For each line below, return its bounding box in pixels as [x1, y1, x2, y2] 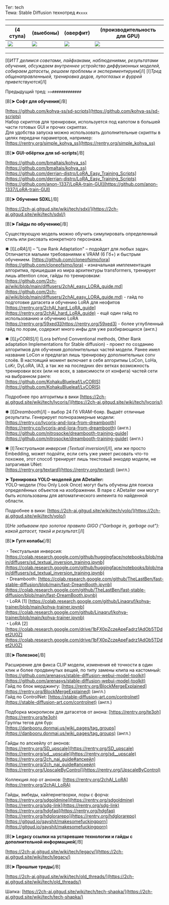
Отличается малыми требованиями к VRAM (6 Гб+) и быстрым [5, 251, 141, 257]
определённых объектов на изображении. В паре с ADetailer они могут [5, 487, 159, 493]
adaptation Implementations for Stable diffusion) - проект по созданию [5, 341, 154, 347]
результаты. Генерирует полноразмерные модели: [5, 414, 115, 420]
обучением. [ [5, 257, 34, 262]
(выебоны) [32, 30, 59, 36]
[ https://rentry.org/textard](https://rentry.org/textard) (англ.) [5, 467, 130, 473]
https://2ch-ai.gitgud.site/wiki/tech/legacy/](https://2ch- [7, 849, 124, 855]
